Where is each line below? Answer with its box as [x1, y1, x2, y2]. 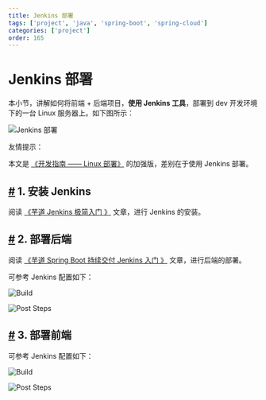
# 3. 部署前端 [8, 328, 72, 342]
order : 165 [8, 33, 44, 42]
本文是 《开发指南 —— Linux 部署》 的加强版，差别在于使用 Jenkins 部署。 [8, 159, 253, 169]
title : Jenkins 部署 [8, 11, 74, 20]
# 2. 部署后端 [8, 232, 72, 247]
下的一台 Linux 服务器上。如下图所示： [8, 108, 135, 118]
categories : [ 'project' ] [8, 26, 91, 34]
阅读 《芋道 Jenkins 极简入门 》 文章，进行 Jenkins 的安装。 [8, 208, 205, 216]
